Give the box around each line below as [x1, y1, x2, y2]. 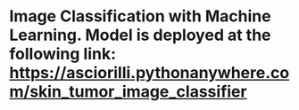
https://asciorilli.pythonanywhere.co [9, 63, 290, 83]
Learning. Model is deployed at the [9, 25, 271, 45]
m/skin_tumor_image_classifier [9, 82, 247, 102]
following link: [9, 44, 117, 64]
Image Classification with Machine [9, 6, 271, 27]
